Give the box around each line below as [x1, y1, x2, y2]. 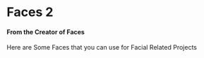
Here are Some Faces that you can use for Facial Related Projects [6, 43, 197, 52]
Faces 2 [6, 4, 54, 20]
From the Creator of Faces [6, 27, 85, 36]
